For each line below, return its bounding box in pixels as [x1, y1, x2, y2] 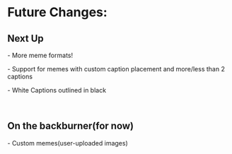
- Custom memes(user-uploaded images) [7, 138, 129, 147]
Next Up [7, 32, 44, 45]
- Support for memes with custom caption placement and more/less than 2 [7, 65, 225, 73]
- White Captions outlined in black [7, 86, 107, 94]
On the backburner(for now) [7, 120, 134, 132]
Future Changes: [7, 4, 108, 20]
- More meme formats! [7, 51, 73, 59]
